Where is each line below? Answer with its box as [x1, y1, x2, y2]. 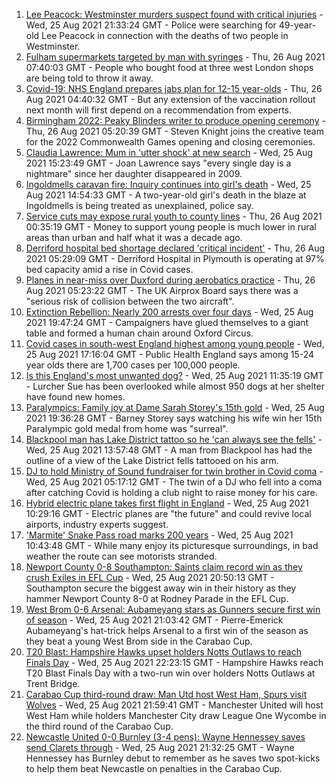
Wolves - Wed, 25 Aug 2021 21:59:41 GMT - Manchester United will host [25, 699, 324, 711]
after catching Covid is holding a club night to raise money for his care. [25, 487, 318, 498]
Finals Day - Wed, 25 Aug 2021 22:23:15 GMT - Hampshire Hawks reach [25, 657, 324, 668]
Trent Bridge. [25, 678, 81, 689]
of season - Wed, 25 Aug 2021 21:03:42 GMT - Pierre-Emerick [25, 614, 284, 626]
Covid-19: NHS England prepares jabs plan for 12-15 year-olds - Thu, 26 [25, 83, 323, 94]
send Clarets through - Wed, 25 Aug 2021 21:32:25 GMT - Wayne [25, 742, 295, 753]
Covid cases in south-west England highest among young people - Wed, [25, 338, 325, 349]
